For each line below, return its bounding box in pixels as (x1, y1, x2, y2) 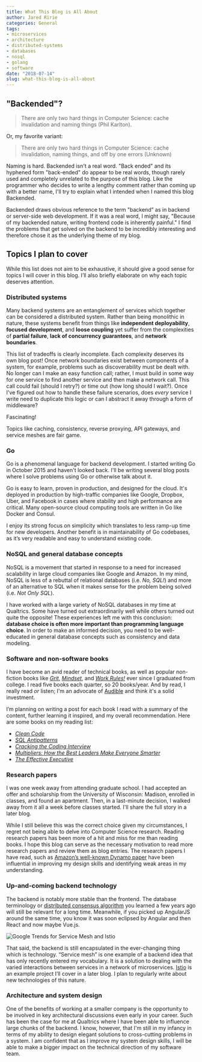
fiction (6, 674, 22, 681)
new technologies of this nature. (6, 976, 86, 984)
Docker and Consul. (6, 510, 55, 517)
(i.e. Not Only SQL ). (6, 589, 55, 596)
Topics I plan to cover (6, 249, 88, 259)
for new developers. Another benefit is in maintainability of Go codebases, (6, 528, 191, 536)
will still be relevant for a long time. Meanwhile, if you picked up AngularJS (6, 908, 191, 915)
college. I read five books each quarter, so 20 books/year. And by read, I (6, 681, 186, 688)
